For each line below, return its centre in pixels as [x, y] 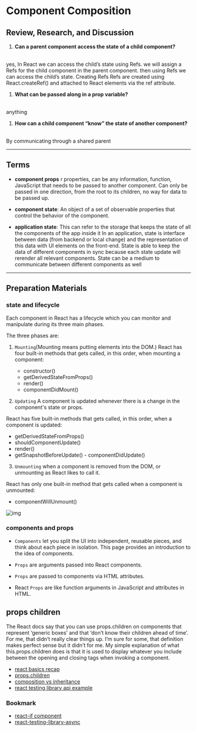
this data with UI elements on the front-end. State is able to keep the [97, 246]
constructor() [39, 371]
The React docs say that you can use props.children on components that [94, 626]
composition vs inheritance [47, 681]
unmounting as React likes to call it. [57, 472]
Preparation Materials [47, 288]
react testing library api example [53, 688]
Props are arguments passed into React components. [78, 565]
